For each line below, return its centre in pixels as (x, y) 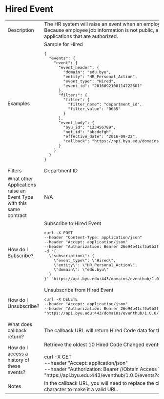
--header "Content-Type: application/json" (93, 237)
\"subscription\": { (72, 255)
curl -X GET (58, 357)
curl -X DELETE (61, 299)
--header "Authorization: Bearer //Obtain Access (101, 369)
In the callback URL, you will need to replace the (99, 383)
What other (20, 179)
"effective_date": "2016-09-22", (100, 136)
